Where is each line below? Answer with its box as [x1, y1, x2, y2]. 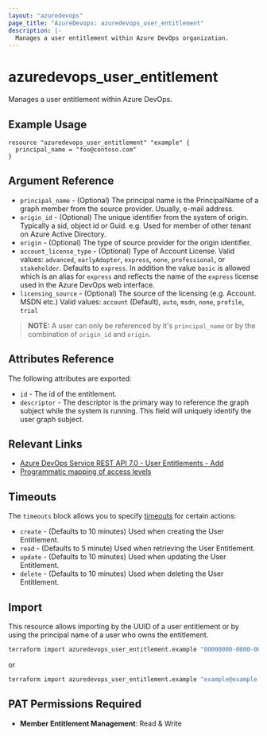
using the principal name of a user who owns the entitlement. [8, 630, 209, 640]
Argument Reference [8, 174, 114, 188]
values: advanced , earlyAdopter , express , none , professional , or [19, 254, 226, 264]
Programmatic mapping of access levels [19, 467, 152, 476]
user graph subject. [19, 414, 84, 424]
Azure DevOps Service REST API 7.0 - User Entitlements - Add [19, 459, 224, 468]
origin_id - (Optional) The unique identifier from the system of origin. [19, 212, 249, 221]
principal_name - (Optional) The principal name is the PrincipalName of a [19, 195, 259, 205]
